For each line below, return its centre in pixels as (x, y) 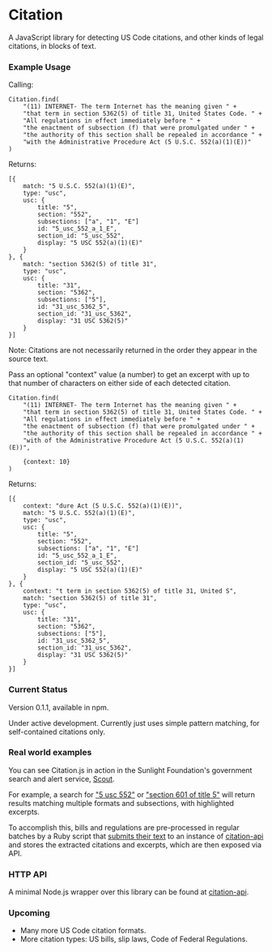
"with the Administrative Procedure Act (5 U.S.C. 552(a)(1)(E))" (137, 142)
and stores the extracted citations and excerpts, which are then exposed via (135, 844)
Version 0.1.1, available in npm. (59, 707)
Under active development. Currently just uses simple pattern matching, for (134, 723)
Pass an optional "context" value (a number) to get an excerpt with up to (129, 375)
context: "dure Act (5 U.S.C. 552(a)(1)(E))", (103, 506)
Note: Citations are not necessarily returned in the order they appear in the (133, 350)
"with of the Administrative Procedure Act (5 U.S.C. (115, 441)
